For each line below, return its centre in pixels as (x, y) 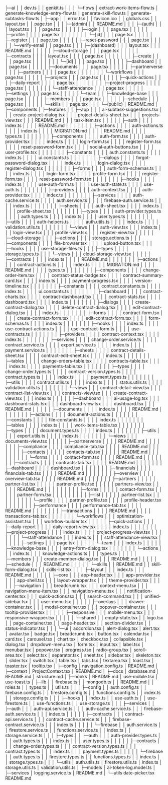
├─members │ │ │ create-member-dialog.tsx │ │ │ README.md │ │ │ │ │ (81, 559)
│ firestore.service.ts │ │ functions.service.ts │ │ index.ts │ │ (68, 730)
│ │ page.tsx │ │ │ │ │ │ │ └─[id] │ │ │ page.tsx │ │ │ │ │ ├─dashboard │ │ (83, 61)
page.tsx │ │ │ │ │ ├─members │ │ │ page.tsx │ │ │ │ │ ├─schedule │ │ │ (82, 99)
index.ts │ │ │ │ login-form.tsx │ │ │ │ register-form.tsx (104, 141)
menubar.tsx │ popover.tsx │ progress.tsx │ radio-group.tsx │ (69, 650)
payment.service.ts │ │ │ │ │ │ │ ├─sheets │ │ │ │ (58, 350)
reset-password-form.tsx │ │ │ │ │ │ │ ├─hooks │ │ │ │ (97, 179)
